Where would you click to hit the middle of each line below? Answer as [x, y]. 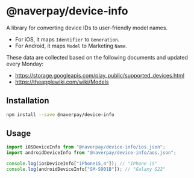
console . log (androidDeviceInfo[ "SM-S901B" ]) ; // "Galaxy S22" [86, 170]
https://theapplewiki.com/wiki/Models [62, 82]
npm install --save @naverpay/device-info [60, 115]
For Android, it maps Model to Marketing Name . [71, 46]
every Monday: [25, 64]
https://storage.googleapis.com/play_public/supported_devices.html [100, 75]
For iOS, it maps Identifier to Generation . [67, 39]
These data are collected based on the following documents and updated [97, 57]
